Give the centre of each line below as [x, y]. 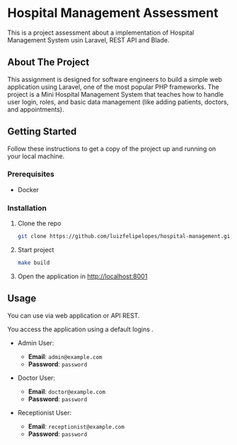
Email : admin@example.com [65, 356]
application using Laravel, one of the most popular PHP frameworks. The [113, 87]
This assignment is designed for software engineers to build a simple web [115, 79]
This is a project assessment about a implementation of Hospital [101, 32]
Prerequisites [31, 174]
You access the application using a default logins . [81, 329]
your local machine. [36, 156]
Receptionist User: [45, 413]
